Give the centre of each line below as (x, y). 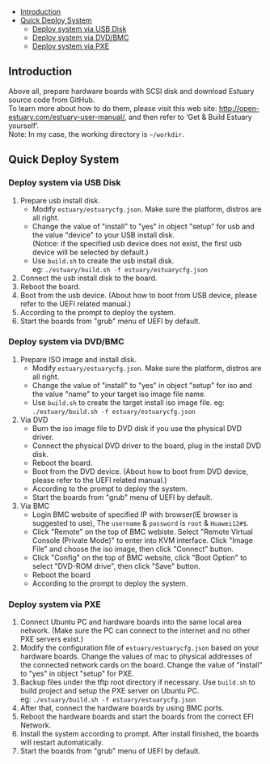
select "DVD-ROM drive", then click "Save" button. (116, 566)
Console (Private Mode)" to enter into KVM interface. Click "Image (142, 540)
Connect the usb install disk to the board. (89, 278)
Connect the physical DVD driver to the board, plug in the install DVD (146, 446)
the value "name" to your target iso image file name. (119, 394)
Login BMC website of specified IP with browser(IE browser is (135, 514)
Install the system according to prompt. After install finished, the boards (139, 734)
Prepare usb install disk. (60, 200)
